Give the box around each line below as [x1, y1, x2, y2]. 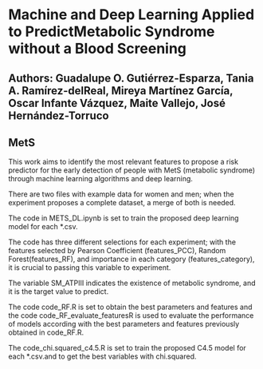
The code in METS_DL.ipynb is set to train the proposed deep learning [8, 213, 239, 223]
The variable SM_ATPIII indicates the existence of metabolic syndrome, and [8, 278, 257, 288]
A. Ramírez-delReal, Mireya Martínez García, [8, 84, 234, 97]
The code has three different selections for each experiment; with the [8, 237, 237, 247]
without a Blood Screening [8, 40, 187, 58]
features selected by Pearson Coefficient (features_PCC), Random [8, 246, 226, 256]
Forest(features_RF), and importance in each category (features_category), [8, 254, 255, 264]
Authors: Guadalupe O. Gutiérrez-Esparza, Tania [8, 71, 254, 85]
